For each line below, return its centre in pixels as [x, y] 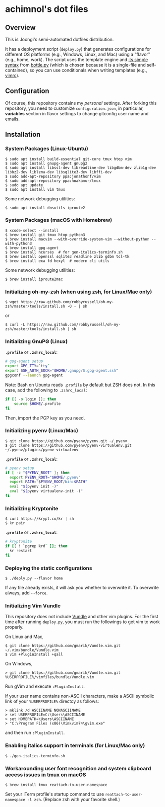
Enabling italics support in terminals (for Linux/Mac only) [75, 745]
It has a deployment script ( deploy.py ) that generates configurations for [78, 49]
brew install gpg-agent [34, 248]
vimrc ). [12, 75]
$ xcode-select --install [32, 230]
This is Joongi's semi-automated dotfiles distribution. [59, 39]
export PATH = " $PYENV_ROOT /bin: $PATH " [49, 482]
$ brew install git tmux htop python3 [45, 235]
